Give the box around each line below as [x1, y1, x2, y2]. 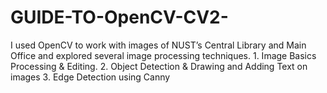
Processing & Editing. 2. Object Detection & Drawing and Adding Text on [10, 60, 308, 72]
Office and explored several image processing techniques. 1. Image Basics [10, 49, 317, 61]
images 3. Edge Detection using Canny [10, 71, 171, 83]
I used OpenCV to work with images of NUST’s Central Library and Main [10, 39, 307, 51]
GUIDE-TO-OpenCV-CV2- [10, 6, 229, 29]
